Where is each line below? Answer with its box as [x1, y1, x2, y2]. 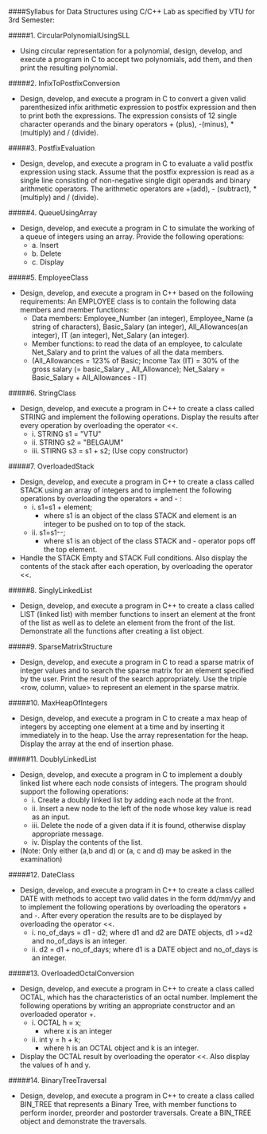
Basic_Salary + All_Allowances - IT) [31, 373, 148, 382]
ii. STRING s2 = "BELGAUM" [31, 438, 124, 447]
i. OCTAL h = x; [31, 1018, 82, 1027]
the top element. [43, 545, 98, 554]
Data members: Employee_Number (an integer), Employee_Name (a [31, 314, 253, 323]
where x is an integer [43, 1026, 113, 1035]
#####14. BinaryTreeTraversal [8, 1076, 107, 1085]
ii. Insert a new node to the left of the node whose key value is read [31, 804, 252, 813]
